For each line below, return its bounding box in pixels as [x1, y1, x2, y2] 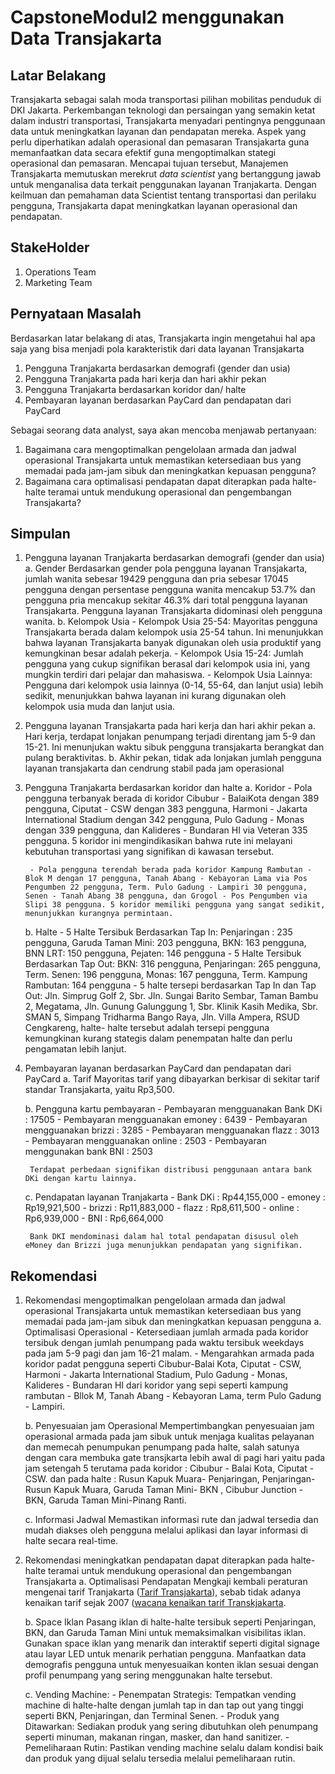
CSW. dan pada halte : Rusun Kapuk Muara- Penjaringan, [24, 1473, 260, 1485]
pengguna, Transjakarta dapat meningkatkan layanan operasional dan [10, 200, 298, 211]
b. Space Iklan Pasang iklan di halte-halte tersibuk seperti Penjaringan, [24, 1616, 317, 1628]
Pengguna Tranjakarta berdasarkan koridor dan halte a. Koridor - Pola [24, 782, 313, 794]
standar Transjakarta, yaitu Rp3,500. [24, 1084, 175, 1096]
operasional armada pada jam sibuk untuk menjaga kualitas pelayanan [24, 1431, 315, 1443]
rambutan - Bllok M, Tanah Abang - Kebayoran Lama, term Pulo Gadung [24, 1390, 322, 1402]
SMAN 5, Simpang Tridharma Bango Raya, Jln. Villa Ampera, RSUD [24, 1011, 300, 1023]
